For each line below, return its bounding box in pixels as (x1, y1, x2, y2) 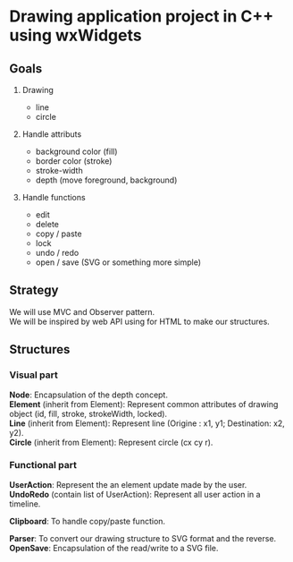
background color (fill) (35, 146, 118, 157)
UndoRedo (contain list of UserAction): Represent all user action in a (9, 489, 261, 499)
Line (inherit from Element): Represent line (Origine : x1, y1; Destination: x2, (9, 418, 286, 429)
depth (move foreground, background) (35, 175, 178, 185)
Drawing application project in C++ (9, 6, 274, 27)
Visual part (9, 369, 58, 381)
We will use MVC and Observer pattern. (9, 306, 155, 317)
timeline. (9, 498, 41, 509)
